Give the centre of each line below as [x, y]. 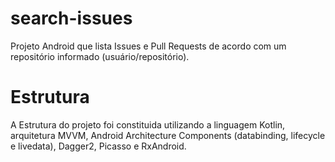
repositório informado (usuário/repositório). [100, 56]
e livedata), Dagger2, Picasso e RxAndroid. [98, 146]
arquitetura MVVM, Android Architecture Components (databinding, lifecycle [168, 135]
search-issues [71, 18]
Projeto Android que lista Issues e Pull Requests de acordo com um [148, 46]
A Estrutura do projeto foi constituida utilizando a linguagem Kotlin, [148, 124]
